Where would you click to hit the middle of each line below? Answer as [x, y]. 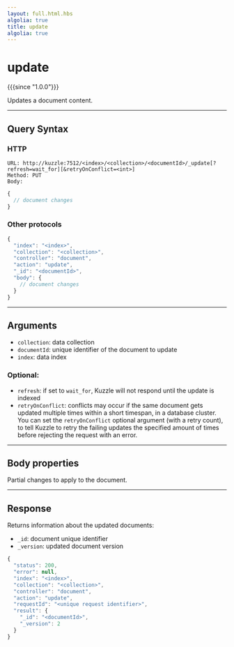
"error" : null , [36, 572]
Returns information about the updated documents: [81, 525]
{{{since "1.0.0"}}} [33, 87]
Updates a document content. [50, 100]
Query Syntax [38, 129]
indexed [29, 397]
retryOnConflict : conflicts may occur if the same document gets [110, 405]
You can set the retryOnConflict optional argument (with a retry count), [120, 420]
